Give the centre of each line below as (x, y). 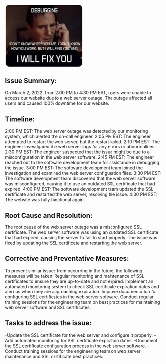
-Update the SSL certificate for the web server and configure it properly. (79, 335)
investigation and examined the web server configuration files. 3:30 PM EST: (83, 173)
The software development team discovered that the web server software (80, 179)
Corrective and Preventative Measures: (67, 258)
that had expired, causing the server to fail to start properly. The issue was (81, 237)
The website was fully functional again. (45, 200)
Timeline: (20, 119)
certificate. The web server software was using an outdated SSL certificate (82, 232)
